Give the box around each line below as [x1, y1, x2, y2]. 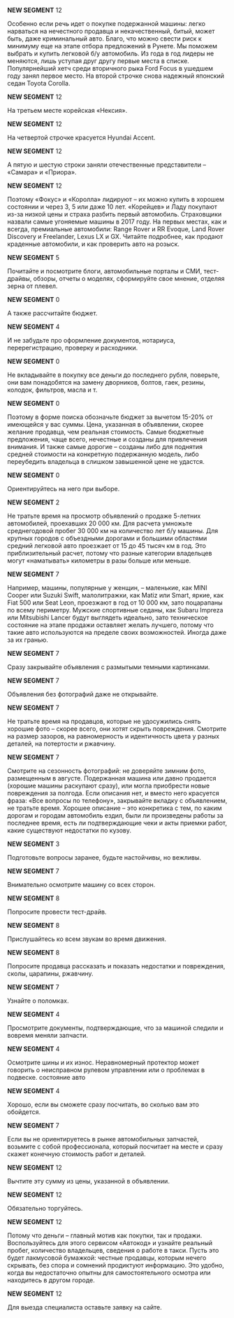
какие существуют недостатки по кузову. [7, 826, 131, 835]
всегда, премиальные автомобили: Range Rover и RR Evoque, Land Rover [7, 225, 225, 233]
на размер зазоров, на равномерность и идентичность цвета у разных [7, 732, 220, 740]
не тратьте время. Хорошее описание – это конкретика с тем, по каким [7, 804, 222, 812]
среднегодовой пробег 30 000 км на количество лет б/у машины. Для [7, 527, 219, 535]
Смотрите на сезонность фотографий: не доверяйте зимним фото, [7, 767, 206, 775]
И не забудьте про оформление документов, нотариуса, [7, 336, 176, 344]
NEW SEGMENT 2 [7, 498, 60, 507]
